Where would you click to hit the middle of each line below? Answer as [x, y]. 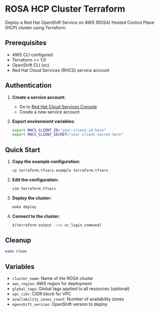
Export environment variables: [44, 121]
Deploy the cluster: [32, 198]
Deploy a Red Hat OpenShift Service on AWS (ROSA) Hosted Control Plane [80, 22]
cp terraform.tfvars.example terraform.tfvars [60, 171]
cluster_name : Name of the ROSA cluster [53, 278]
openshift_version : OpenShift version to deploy [60, 304]
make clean [16, 252]
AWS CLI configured [33, 55]
